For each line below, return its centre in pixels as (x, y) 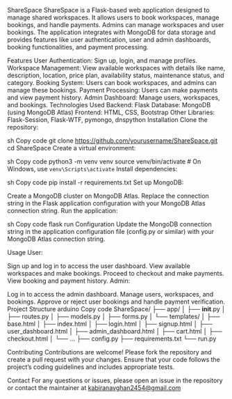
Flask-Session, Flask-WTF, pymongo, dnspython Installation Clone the (108, 120)
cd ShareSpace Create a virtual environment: (72, 148)
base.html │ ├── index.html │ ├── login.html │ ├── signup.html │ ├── (110, 324)
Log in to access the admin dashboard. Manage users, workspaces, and (110, 294)
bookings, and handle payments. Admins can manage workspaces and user (116, 25)
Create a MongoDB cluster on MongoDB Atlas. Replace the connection (108, 196)
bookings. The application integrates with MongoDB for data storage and (111, 32)
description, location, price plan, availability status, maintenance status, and (116, 75)
